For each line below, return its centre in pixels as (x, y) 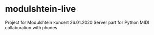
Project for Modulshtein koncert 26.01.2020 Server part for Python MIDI (77, 22)
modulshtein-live (41, 9)
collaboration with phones (31, 27)
